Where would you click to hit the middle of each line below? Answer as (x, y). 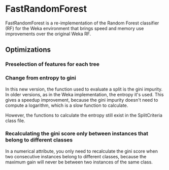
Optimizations (28, 50)
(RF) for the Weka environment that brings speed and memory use (75, 28)
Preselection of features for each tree (53, 64)
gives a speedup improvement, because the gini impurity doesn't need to (82, 100)
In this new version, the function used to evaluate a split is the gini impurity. (84, 89)
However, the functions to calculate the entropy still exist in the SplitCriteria (84, 115)
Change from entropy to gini (41, 78)
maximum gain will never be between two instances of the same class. (79, 162)
